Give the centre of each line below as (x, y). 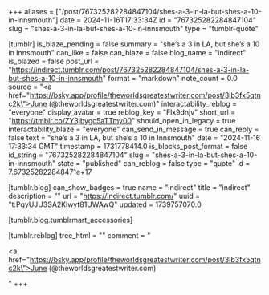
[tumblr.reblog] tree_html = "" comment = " (79, 235)
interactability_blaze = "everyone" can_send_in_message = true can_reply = (134, 129)
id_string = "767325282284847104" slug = (79, 155)
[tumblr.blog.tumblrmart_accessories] (71, 220)
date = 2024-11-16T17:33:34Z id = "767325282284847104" (158, 20)
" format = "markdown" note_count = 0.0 (170, 78)
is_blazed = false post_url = (54, 61)
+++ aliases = (31, 12)
